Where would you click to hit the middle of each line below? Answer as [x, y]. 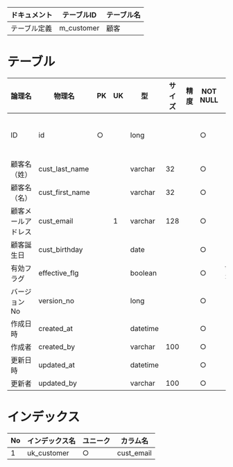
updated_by [58, 383]
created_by [57, 346]
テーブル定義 [32, 28]
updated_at [57, 365]
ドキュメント [32, 15]
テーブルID [79, 15]
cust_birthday [61, 249]
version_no [57, 300]
